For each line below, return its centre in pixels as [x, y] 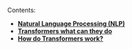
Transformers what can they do [65, 31]
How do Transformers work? [60, 38]
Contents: [22, 10]
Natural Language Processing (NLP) [71, 23]
